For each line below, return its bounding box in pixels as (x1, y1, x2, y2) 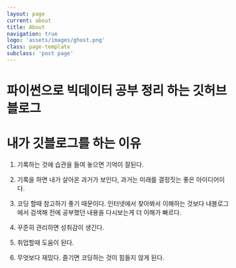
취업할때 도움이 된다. (16, 238, 74, 247)
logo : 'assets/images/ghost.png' (6, 37, 106, 44)
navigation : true (6, 30, 58, 38)
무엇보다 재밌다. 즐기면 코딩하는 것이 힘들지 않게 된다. (16, 253, 164, 262)
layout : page (6, 10, 45, 18)
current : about (6, 17, 52, 24)
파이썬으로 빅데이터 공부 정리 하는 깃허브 (6, 83, 227, 99)
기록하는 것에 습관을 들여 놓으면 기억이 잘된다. (16, 160, 145, 169)
